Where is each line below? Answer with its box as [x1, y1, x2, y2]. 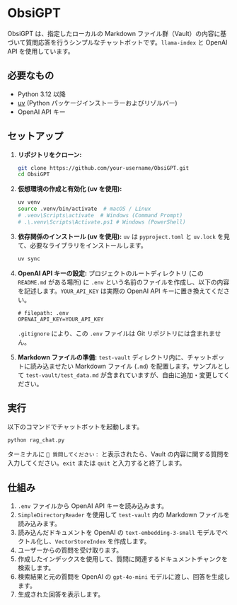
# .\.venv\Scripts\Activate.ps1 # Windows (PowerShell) [17, 218, 186, 226]
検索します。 [17, 564, 55, 572]
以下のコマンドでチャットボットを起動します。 [7, 422, 144, 431]
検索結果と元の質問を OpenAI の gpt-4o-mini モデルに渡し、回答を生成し [17, 572, 231, 581]
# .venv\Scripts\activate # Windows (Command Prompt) [17, 212, 183, 219]
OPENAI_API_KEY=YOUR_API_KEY [17, 316, 104, 323]
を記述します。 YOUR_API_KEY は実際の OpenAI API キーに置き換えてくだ [17, 287, 224, 295]
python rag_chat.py [7, 437, 65, 444]
